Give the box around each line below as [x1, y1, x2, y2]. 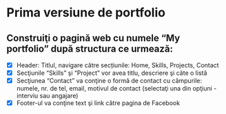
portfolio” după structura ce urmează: [6, 43, 174, 54]
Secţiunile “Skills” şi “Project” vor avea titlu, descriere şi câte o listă [16, 69, 207, 77]
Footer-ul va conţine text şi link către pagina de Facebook [16, 99, 181, 107]
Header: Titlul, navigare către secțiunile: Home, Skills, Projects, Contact [16, 61, 219, 69]
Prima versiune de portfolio [6, 5, 166, 21]
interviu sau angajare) [16, 91, 79, 100]
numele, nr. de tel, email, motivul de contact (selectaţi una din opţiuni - [16, 84, 217, 93]
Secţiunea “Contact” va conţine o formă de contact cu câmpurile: [16, 77, 203, 85]
